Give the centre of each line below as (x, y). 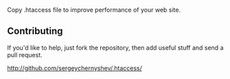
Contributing (35, 31)
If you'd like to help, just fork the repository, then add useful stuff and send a (115, 48)
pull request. (25, 54)
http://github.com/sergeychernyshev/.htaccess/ (75, 68)
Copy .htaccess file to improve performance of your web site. (94, 10)
